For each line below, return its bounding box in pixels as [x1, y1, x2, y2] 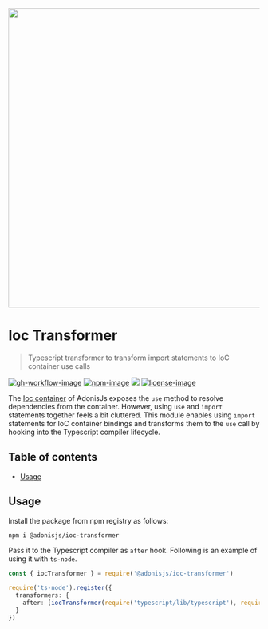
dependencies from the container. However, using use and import [8, 402, 223, 411]
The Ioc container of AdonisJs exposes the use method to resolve [8, 393, 224, 402]
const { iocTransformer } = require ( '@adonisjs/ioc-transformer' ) [8, 570, 234, 578]
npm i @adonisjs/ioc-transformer [8, 531, 120, 540]
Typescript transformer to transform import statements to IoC [27, 353, 230, 362]
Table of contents [8, 450, 97, 464]
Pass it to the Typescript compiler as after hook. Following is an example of [8, 546, 258, 556]
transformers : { [15, 591, 69, 599]
